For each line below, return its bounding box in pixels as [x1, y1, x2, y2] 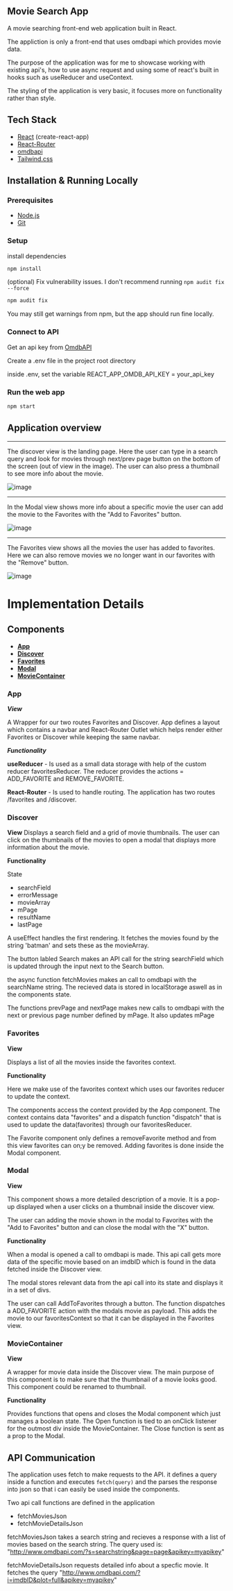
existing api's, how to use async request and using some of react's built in [7, 65, 219, 74]
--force [7, 285, 30, 292]
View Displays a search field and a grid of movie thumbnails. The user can [7, 828, 220, 837]
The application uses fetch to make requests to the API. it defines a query [7, 1470, 217, 1478]
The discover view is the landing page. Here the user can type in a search [7, 447, 218, 456]
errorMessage [17, 891, 58, 899]
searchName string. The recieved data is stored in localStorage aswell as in [7, 983, 223, 992]
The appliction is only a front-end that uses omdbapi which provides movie [7, 38, 222, 46]
